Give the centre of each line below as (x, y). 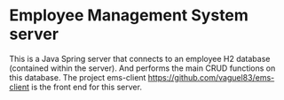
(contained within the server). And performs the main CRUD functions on (142, 68)
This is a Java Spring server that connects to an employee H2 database (140, 58)
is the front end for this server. (86, 87)
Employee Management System (129, 15)
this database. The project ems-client (78, 77)
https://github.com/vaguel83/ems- (211, 77)
